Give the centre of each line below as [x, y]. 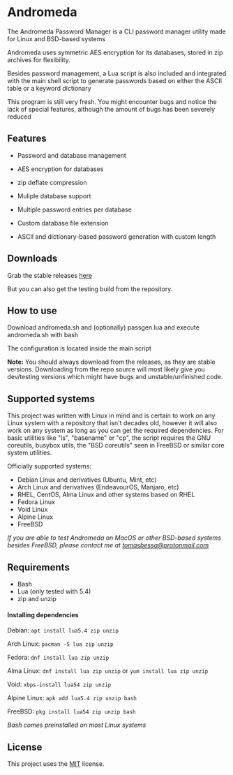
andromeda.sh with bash [43, 335]
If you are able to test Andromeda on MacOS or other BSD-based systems [114, 538]
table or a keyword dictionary [50, 88]
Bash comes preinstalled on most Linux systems [77, 725]
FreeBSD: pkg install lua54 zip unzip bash [72, 711]
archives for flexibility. [39, 59]
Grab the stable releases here [50, 275]
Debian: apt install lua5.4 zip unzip [63, 630]
